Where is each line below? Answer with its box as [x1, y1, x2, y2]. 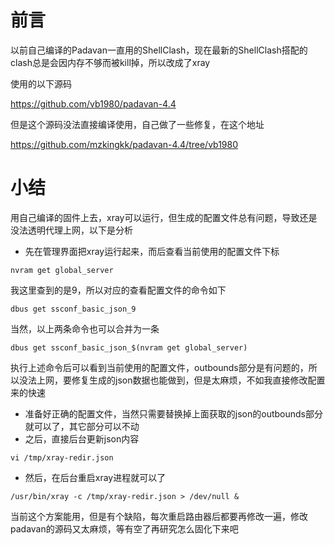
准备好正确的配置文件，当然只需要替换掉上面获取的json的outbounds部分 [24, 407, 323, 420]
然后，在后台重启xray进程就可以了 [24, 471, 167, 483]
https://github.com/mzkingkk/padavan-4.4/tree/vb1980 [10, 138, 239, 150]
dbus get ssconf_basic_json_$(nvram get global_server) [10, 342, 248, 353]
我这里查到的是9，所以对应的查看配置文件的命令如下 [10, 284, 227, 296]
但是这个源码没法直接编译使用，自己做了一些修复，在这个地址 [10, 118, 265, 130]
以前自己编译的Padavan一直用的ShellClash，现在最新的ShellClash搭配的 [10, 44, 308, 56]
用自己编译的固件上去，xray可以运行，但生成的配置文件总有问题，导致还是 [10, 211, 318, 223]
